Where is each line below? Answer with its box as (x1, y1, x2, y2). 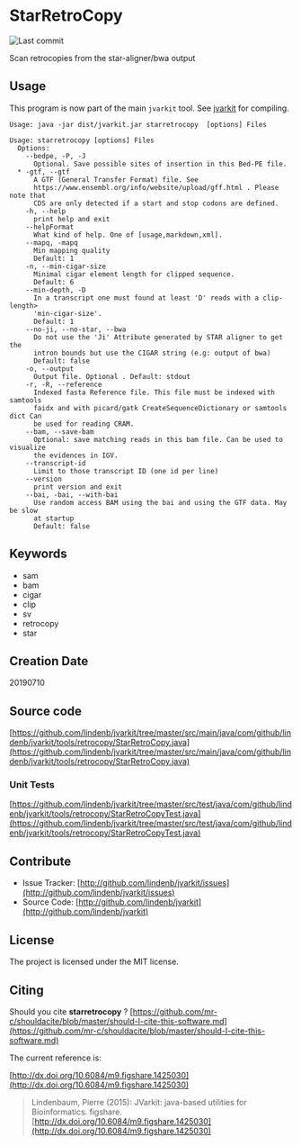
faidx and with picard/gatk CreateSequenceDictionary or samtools (32, 403, 288, 412)
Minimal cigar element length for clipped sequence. (32, 269, 235, 279)
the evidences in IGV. (32, 451, 119, 460)
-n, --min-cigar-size (25, 262, 106, 271)
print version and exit (32, 482, 123, 491)
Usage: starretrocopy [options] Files (9, 136, 155, 145)
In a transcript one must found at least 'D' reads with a (32, 293, 259, 302)
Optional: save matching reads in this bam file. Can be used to (32, 435, 283, 444)
